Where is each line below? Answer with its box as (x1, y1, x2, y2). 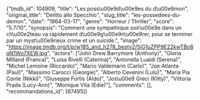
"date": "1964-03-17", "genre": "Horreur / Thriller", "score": (28, 18, 174, 25)
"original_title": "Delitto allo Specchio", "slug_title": (6, 11, 130, 19)
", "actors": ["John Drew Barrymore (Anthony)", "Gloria (47, 50, 181, 56)
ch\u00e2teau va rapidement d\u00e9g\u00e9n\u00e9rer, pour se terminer (6, 31, 193, 38)
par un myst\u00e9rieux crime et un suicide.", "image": (6, 37, 142, 44)
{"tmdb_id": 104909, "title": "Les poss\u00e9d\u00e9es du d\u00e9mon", (6, 5, 189, 12)
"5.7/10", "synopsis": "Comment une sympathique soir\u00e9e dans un (6, 24, 182, 31)
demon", (6, 18, 28, 25)
